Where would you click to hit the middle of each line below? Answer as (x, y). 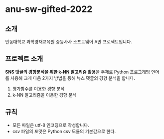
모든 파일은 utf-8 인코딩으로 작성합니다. (51, 125)
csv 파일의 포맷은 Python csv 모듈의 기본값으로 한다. (64, 131)
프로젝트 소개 (24, 59)
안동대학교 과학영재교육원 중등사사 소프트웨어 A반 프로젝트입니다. (69, 42)
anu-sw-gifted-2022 (49, 9)
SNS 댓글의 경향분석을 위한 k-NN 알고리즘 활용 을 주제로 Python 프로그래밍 (78, 72)
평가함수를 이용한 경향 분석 (38, 89)
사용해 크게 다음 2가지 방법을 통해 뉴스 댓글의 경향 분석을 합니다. (73, 78)
